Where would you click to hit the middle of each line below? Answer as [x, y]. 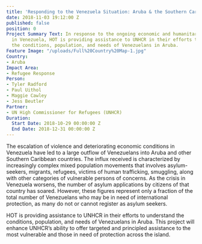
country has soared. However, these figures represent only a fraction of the [100, 191]
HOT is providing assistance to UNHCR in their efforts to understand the [95, 215]
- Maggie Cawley [26, 96]
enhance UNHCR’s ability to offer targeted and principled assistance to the [99, 228]
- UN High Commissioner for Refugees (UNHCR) [64, 112]
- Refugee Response [31, 73]
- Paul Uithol [24, 90]
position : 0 [21, 29]
